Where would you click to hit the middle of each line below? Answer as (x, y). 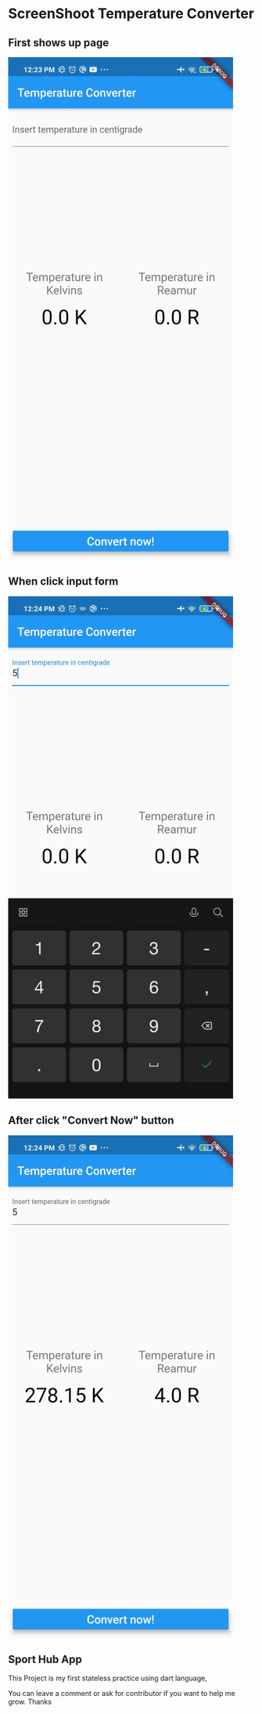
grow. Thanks (30, 1702)
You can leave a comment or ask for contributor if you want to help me (122, 1694)
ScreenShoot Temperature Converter (131, 14)
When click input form (63, 582)
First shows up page (59, 43)
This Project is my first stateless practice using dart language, (108, 1678)
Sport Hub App (45, 1659)
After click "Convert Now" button (91, 1120)
